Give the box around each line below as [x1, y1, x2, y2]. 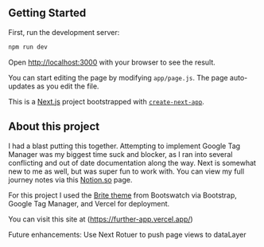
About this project [8, 120, 100, 134]
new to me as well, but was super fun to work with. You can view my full [8, 167, 245, 176]
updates [8, 81, 36, 91]
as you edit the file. [37, 81, 99, 91]
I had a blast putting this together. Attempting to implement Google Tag [8, 141, 241, 151]
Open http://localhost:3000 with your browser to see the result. [8, 57, 216, 67]
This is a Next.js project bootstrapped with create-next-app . [8, 96, 205, 106]
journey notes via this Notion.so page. [8, 174, 133, 184]
